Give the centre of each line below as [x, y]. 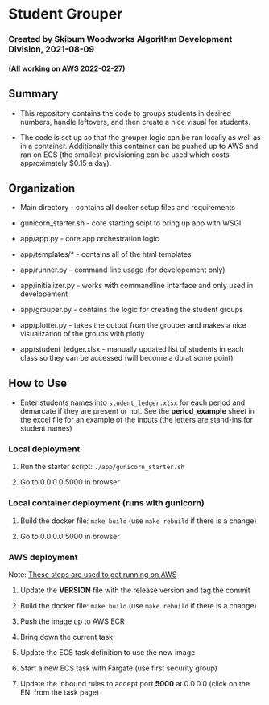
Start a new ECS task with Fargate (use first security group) [118, 668]
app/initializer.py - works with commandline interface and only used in [137, 286]
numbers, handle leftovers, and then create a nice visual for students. [135, 122]
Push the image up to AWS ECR [72, 621]
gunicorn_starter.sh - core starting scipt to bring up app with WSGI [130, 223]
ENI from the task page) [60, 692]
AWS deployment [43, 557]
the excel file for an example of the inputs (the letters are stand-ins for [137, 420]
